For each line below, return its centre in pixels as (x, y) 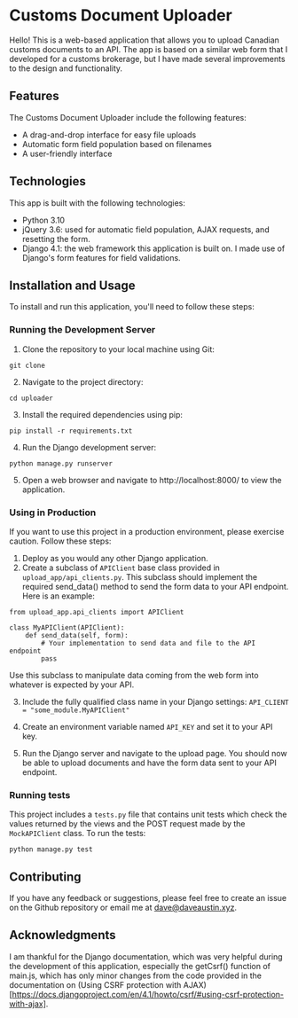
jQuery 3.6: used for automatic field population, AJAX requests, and (145, 229)
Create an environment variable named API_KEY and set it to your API (147, 726)
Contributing (45, 877)
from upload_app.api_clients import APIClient (97, 612)
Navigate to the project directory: (82, 381)
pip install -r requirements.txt (71, 431)
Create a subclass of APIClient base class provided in (121, 568)
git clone (27, 365)
